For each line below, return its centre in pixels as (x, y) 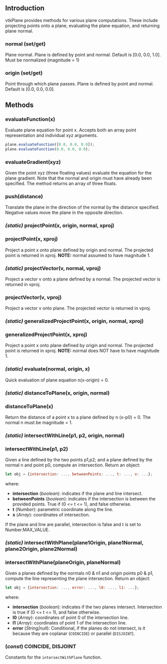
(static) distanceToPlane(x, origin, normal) (58, 393)
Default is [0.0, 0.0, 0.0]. (30, 89)
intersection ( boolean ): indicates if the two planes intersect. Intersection (87, 607)
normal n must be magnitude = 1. (39, 422)
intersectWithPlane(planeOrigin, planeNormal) (63, 562)
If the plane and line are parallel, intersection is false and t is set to (73, 524)
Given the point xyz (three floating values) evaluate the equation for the (79, 173)
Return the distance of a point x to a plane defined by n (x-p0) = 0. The (78, 417)
